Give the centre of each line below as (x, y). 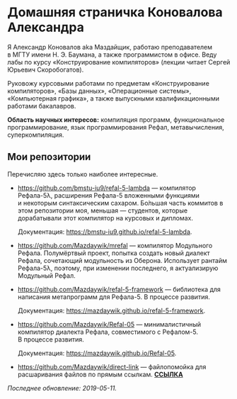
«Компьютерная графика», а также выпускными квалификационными (113, 98)
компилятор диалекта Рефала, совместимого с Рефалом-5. (108, 332)
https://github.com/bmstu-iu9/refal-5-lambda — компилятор (107, 188)
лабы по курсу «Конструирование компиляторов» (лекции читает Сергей (119, 62)
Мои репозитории (49, 157)
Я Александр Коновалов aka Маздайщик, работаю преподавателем (110, 47)
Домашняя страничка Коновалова (115, 12)
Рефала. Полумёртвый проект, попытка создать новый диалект (114, 253)
